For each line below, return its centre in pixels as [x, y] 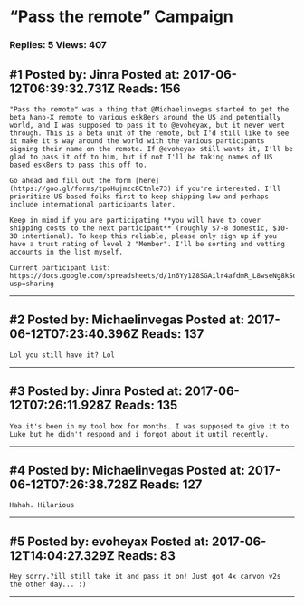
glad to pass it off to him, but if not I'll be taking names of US [141, 157]
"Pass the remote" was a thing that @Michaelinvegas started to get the [149, 109]
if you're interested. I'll [228, 188]
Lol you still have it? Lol [62, 355]
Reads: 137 [173, 334]
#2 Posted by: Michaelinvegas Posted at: [127, 320]
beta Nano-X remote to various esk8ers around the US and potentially [145, 117]
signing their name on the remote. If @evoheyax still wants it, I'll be [152, 149]
